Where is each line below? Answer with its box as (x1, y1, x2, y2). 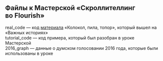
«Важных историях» (5, 29, 49, 36)
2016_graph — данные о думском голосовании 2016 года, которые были (5, 45, 159, 51)
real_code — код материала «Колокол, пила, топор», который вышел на (5, 24, 157, 30)
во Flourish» (5, 12, 45, 20)
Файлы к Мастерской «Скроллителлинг (5, 4, 135, 12)
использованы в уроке (5, 50, 54, 56)
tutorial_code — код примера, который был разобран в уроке (5, 35, 135, 41)
